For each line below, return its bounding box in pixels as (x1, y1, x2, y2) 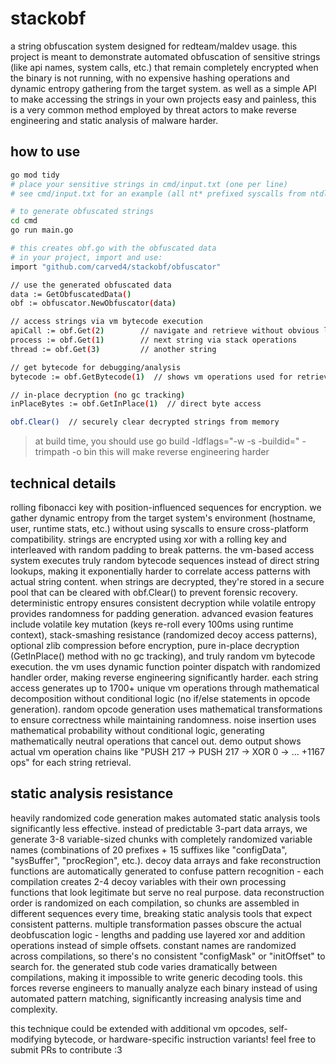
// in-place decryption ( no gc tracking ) (10, 390, 186, 400)
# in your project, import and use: (10, 252, 163, 262)
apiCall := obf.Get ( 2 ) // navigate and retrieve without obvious (10, 326, 320, 336)
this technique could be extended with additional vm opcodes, (10, 1022, 267, 1034)
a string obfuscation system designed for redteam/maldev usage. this (10, 40, 298, 52)
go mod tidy (10, 170, 60, 180)
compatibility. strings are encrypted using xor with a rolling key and (10, 533, 287, 545)
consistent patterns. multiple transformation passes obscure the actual (10, 918, 302, 930)
